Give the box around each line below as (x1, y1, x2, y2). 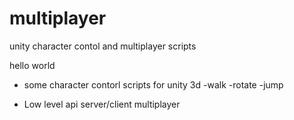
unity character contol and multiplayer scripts (9, 40, 197, 52)
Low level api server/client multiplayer (23, 98, 181, 110)
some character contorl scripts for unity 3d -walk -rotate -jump (23, 78, 284, 91)
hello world (9, 59, 56, 71)
